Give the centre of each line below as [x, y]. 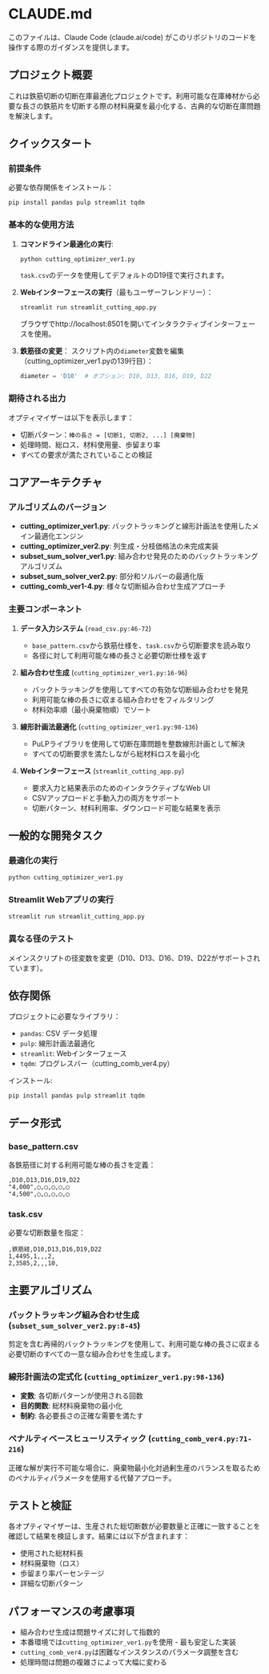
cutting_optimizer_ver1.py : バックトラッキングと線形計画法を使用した [136, 526]
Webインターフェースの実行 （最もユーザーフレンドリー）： [116, 292]
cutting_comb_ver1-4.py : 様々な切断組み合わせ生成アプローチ [123, 586]
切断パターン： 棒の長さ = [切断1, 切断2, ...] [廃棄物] [108, 434]
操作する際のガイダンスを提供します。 [71, 47]
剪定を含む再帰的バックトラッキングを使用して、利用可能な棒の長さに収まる [134, 1344]
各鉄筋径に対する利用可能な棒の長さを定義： [82, 1164]
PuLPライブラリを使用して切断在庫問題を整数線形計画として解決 [139, 743]
